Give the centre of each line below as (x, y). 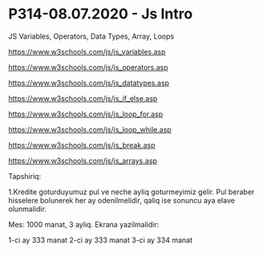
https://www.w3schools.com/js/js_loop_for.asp (85, 114)
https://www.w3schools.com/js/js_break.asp (82, 145)
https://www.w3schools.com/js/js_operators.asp (88, 67)
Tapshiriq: (25, 176)
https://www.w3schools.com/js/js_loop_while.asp (90, 129)
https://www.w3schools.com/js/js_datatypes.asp (89, 83)
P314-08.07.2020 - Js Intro (101, 14)
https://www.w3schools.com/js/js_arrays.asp (83, 161)
